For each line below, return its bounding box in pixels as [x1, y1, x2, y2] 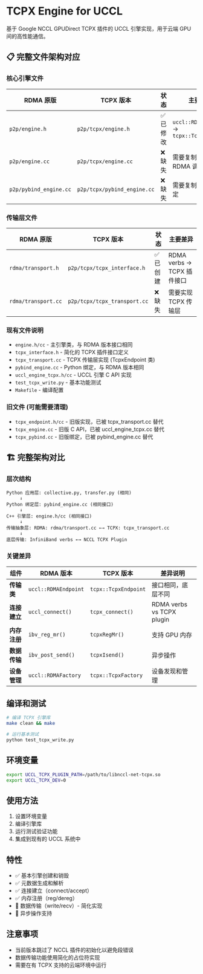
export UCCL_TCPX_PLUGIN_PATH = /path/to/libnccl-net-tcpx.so [6, 771, 161, 778]
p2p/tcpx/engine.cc [77, 158, 134, 164]
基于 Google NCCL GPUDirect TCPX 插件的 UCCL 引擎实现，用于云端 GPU [6, 25, 192, 32]
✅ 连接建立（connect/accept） [14, 887, 92, 894]
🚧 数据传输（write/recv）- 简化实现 [14, 902, 103, 909]
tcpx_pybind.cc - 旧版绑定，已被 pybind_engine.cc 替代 [14, 433, 153, 440]
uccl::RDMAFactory [28, 672, 82, 678]
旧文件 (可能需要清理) [6, 403, 68, 412]
